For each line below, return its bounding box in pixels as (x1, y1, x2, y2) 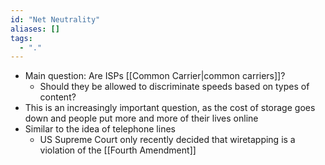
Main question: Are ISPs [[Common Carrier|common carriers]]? (24, 70, 286, 82)
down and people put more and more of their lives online (24, 112, 259, 125)
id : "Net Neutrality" (10, 14, 101, 25)
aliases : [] (10, 24, 60, 34)
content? (39, 91, 77, 103)
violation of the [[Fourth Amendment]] (39, 144, 197, 156)
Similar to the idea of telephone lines (24, 123, 176, 135)
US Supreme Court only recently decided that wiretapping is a (39, 134, 296, 146)
